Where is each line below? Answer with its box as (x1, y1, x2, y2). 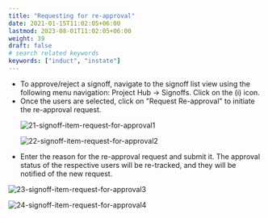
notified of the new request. (19, 169, 113, 178)
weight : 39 (8, 34, 45, 43)
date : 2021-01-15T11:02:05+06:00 (8, 19, 121, 27)
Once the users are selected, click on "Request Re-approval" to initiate (19, 96, 256, 106)
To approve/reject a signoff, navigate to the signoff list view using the (19, 78, 250, 89)
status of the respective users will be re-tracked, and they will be (19, 160, 237, 170)
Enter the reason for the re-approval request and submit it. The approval (19, 151, 261, 161)
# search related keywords (8, 49, 99, 57)
